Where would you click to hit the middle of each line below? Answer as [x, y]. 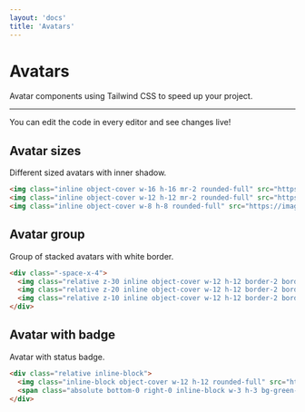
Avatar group [47, 235]
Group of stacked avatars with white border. [92, 256]
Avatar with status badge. [57, 357]
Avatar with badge [63, 335]
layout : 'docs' [38, 18]
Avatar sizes [45, 151]
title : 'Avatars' [42, 26]
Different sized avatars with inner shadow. [88, 172]
